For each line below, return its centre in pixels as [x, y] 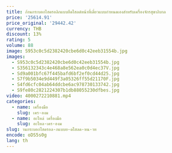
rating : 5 [19, 40]
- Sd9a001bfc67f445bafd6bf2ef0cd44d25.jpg [66, 73]
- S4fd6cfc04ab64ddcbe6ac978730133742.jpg [66, 85]
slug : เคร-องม [33, 113]
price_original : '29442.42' [41, 23]
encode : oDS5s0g [26, 135]
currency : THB [24, 29]
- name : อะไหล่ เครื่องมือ [37, 118]
